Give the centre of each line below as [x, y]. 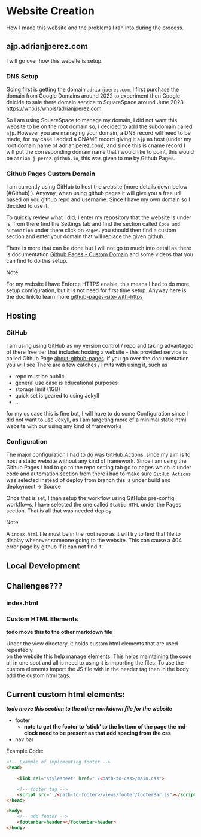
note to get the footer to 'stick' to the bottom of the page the [100, 727]
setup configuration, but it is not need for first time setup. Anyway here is [96, 290]
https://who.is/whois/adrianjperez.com [54, 108]
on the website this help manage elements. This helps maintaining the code [99, 656]
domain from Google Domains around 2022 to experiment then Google [93, 96]
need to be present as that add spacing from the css [105, 733]
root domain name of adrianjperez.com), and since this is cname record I [96, 145]
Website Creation [50, 11]
